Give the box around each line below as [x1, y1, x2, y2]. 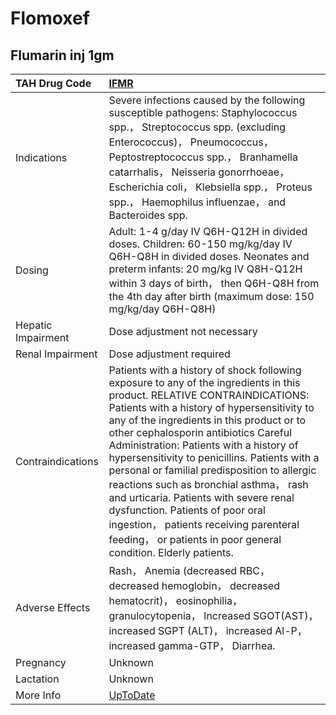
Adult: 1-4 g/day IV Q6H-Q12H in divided [108, 225, 308, 238]
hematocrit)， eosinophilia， [108, 594, 243, 607]
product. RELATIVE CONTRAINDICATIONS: [108, 388, 310, 402]
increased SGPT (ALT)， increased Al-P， [108, 624, 308, 637]
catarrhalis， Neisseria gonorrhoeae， [108, 165, 290, 179]
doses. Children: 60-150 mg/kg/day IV [108, 237, 293, 251]
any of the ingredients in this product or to [108, 413, 307, 427]
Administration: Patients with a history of [108, 438, 299, 452]
